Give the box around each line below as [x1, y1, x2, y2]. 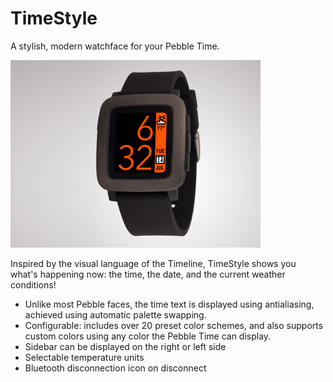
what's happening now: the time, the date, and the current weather [10, 268, 286, 280]
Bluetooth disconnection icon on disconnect [24, 362, 207, 374]
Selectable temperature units [24, 351, 145, 363]
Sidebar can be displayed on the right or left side [24, 340, 227, 352]
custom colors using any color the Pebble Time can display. [24, 330, 272, 342]
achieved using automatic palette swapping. [24, 308, 207, 321]
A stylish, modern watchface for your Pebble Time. [10, 40, 220, 52]
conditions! [10, 278, 57, 291]
